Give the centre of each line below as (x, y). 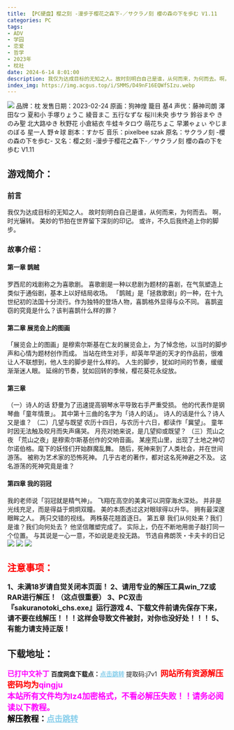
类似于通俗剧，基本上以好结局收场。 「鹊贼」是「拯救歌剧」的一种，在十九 (115, 293)
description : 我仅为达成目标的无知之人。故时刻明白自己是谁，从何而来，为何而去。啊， (119, 79)
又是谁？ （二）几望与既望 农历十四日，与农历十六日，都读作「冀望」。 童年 (115, 422)
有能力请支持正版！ (39, 629)
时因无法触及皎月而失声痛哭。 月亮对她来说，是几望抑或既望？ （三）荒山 (113, 431)
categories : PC (29, 20)
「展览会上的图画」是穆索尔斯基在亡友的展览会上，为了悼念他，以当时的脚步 (117, 345)
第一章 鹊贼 (23, 267)
